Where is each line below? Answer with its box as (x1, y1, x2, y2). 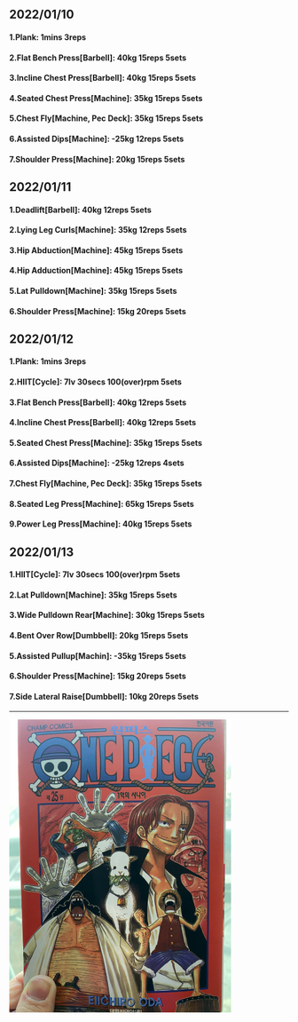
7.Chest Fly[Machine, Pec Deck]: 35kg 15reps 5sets (9, 479, 202, 489)
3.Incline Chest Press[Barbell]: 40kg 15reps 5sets (9, 73, 197, 83)
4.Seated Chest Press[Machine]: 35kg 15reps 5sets (9, 92, 203, 103)
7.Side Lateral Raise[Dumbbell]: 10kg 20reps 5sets (9, 691, 200, 701)
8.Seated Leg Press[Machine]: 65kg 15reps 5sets (9, 498, 195, 509)
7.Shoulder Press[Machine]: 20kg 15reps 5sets (9, 154, 185, 164)
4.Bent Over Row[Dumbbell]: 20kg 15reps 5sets (9, 630, 189, 640)
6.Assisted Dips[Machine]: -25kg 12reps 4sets (9, 457, 184, 469)
